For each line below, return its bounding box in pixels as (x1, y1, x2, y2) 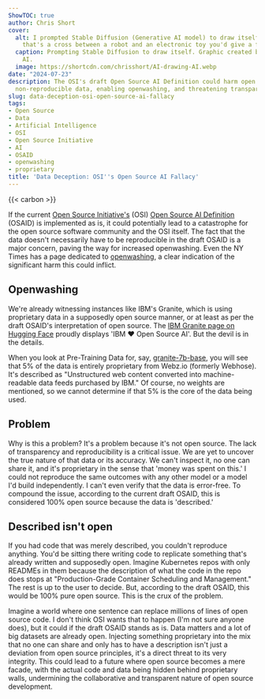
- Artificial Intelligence (8, 121, 97, 129)
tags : (8, 99, 26, 107)
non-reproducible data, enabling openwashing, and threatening (15, 84, 227, 93)
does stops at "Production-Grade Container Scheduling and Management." (8, 574, 252, 584)
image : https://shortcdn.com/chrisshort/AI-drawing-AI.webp (15, 63, 217, 71)
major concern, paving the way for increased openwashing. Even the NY (8, 243, 244, 252)
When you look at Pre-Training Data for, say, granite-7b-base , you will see (8, 353, 248, 362)
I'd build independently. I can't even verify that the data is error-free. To (8, 480, 241, 490)
